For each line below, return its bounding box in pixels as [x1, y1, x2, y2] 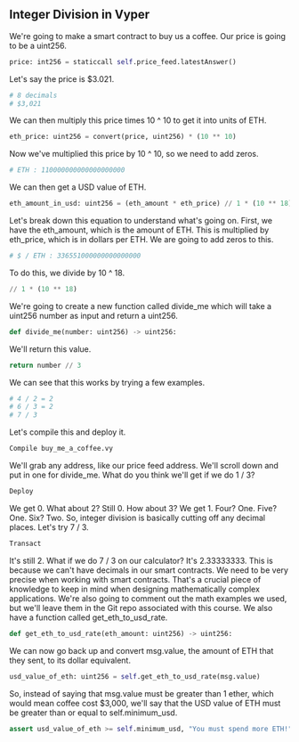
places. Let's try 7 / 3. [9, 521, 89, 533]
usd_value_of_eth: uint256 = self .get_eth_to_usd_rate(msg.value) [9, 672, 261, 681]
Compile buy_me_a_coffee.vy [9, 444, 114, 453]
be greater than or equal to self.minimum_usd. [9, 707, 178, 718]
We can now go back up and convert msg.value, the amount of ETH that [9, 645, 274, 656]
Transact [9, 539, 42, 548]
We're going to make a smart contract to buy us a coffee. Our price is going [9, 30, 287, 41]
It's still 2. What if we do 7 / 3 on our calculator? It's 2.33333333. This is [9, 555, 273, 566]
